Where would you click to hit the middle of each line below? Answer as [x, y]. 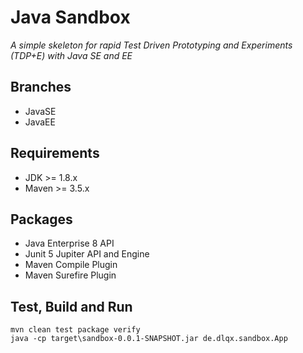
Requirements [55, 153]
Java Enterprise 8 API [69, 243]
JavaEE [40, 122]
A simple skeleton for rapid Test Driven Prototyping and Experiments [151, 45]
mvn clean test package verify [75, 330]
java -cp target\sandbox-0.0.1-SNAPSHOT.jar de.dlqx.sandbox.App [149, 339]
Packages [41, 219]
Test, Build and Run [71, 306]
